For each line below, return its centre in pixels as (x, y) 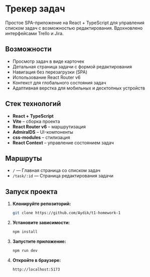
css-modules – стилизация (41, 137)
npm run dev (25, 250)
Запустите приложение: (39, 241)
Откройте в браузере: (37, 260)
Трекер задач (35, 9)
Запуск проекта (31, 192)
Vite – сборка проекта (36, 121)
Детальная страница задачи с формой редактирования (72, 66)
